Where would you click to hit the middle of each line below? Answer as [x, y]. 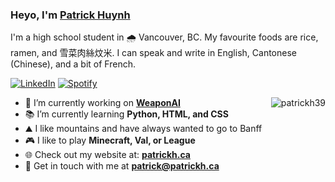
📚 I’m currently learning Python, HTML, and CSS [126, 114]
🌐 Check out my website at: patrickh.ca [107, 155]
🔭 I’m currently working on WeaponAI [102, 103]
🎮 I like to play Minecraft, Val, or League [110, 140]
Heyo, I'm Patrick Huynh [70, 15]
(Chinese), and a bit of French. [73, 64]
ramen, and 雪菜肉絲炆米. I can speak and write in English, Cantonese [153, 53]
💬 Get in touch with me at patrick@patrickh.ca [122, 166]
